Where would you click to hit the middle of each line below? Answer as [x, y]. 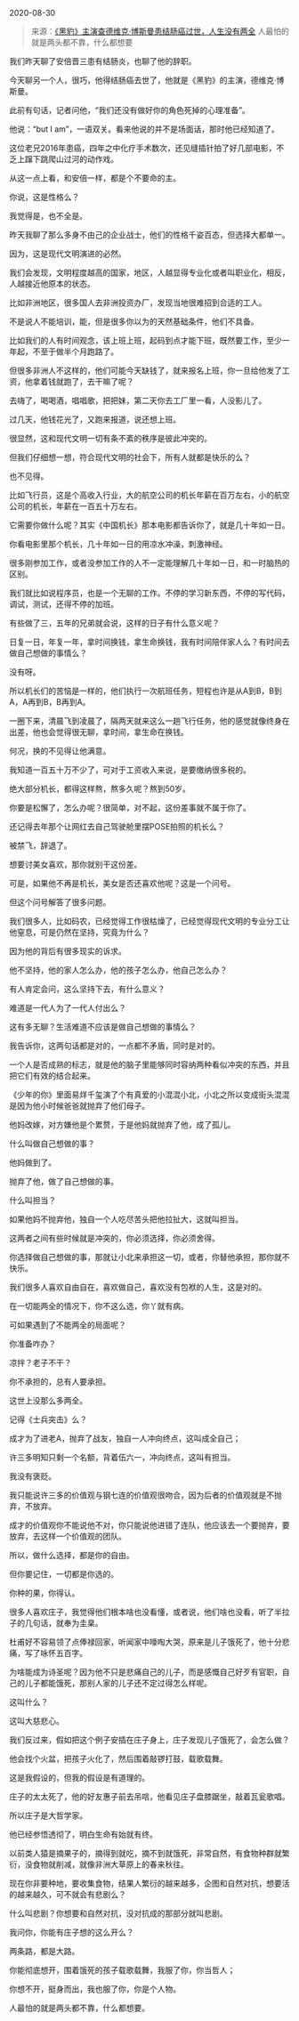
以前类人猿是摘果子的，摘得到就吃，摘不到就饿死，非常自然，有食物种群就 [145, 1853]
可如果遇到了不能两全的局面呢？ [68, 1325]
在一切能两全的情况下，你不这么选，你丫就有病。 [99, 1306]
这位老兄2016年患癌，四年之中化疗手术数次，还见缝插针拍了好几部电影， [143, 148]
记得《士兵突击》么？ [48, 1419]
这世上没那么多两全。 [48, 1400]
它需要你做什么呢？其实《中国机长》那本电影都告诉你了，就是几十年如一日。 [149, 525]
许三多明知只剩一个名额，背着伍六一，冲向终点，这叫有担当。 [122, 1457]
